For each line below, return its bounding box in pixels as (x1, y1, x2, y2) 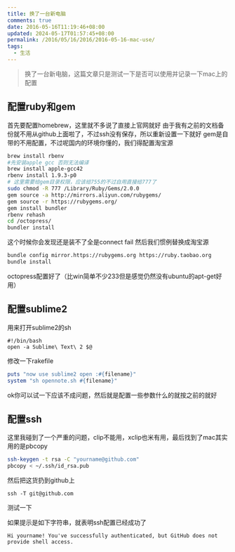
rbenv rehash (7, 211, 46, 218)
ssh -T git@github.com (7, 490, 74, 497)
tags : (7, 43, 23, 50)
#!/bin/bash (7, 337, 42, 344)
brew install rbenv (7, 152, 65, 159)
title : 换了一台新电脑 (7, 10, 67, 18)
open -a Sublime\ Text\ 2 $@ (7, 343, 93, 350)
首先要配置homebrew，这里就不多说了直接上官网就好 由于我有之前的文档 (7, 121, 219, 129)
